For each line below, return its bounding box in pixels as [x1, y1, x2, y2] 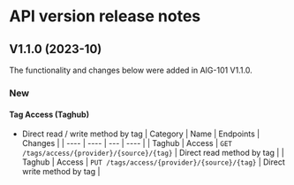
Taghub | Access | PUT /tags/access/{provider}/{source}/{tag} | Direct [21, 157, 285, 167]
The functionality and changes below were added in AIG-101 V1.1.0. [9, 65, 253, 75]
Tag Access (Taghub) [9, 109, 90, 119]
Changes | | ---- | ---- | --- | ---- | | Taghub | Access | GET [21, 138, 232, 149]
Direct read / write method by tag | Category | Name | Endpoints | [21, 128, 260, 139]
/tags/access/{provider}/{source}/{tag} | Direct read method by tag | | [21, 148, 284, 158]
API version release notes [9, 6, 201, 27]
